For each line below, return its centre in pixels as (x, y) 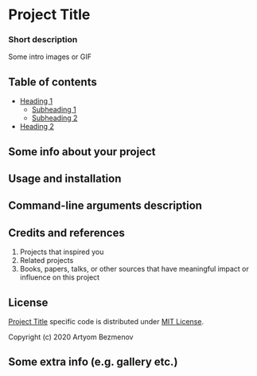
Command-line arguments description (105, 206)
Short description (43, 40)
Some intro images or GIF (50, 57)
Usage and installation (65, 179)
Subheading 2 (55, 118)
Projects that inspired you (62, 252)
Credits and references (66, 233)
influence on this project (60, 277)
